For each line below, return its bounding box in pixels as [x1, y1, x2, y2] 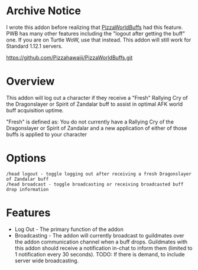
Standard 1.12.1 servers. [6, 43, 63, 50]
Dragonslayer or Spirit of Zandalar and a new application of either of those [6, 124, 187, 131]
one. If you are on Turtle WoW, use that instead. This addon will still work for [6, 36, 191, 43]
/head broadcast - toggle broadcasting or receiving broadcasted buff [6, 181, 184, 187]
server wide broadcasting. [14, 257, 79, 264]
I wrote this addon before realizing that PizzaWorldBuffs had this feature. [6, 24, 183, 31]
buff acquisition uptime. [6, 106, 64, 113]
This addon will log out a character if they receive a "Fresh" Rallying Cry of [6, 94, 188, 101]
